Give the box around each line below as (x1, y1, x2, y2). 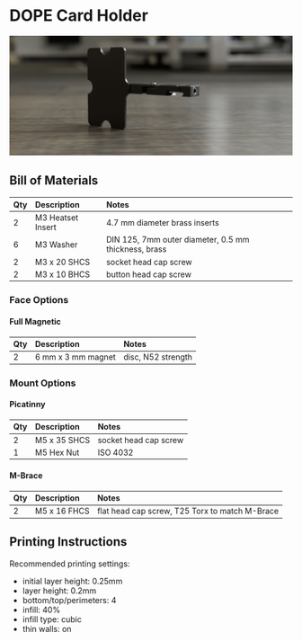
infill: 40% (22, 604, 61, 615)
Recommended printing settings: (9, 558, 130, 569)
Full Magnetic (9, 316, 61, 326)
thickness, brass (106, 244, 167, 254)
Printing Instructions (9, 534, 128, 549)
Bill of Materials (9, 173, 99, 188)
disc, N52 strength (123, 352, 193, 362)
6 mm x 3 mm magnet (34, 352, 117, 362)
